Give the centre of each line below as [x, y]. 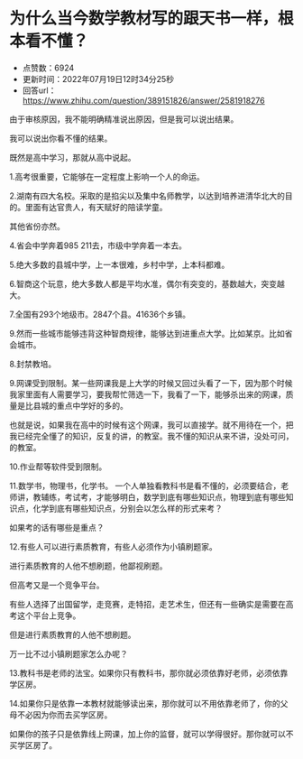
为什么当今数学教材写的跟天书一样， [144, 19]
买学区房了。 [33, 745]
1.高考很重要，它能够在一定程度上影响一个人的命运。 [107, 176]
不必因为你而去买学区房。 [64, 715]
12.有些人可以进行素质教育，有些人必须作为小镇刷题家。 [114, 546]
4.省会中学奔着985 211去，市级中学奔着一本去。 [98, 245]
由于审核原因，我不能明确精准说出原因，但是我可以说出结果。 [124, 119]
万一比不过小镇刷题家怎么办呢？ [69, 653]
